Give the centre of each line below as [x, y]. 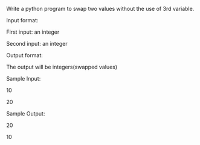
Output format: [25, 55]
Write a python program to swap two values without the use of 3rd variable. [100, 9]
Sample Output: [26, 113]
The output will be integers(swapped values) [62, 67]
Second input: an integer [37, 44]
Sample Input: [24, 79]
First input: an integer [33, 32]
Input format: [22, 20]
